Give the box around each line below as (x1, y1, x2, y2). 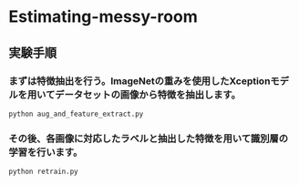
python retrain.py (8, 167, 78, 177)
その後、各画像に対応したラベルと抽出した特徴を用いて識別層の (8, 132, 289, 145)
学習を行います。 (8, 146, 83, 159)
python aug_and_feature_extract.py (8, 109, 144, 118)
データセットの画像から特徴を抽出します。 (55, 88, 241, 101)
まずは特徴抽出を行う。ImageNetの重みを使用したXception (8, 75, 271, 87)
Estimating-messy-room (8, 6, 198, 27)
